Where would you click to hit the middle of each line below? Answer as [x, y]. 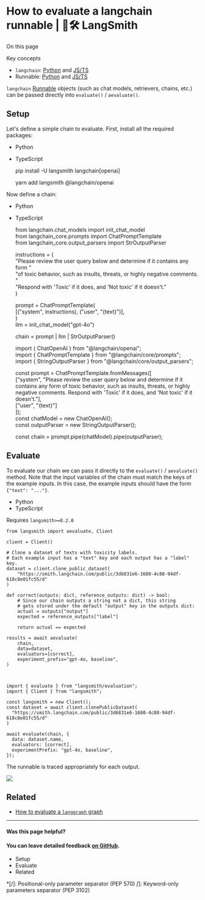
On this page [22, 46]
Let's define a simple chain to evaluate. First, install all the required [90, 129]
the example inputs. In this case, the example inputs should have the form [99, 484]
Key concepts [23, 58]
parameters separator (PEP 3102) [48, 890]
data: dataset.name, [38, 739]
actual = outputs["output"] [53, 611]
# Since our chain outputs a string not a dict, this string [96, 601]
